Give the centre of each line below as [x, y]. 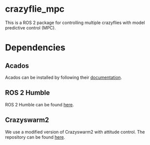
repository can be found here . [35, 137]
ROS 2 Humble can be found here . [40, 104]
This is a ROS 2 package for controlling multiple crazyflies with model [75, 23]
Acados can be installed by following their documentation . [64, 77]
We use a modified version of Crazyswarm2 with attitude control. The [75, 132]
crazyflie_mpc [35, 9]
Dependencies [35, 48]
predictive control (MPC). [31, 27]
